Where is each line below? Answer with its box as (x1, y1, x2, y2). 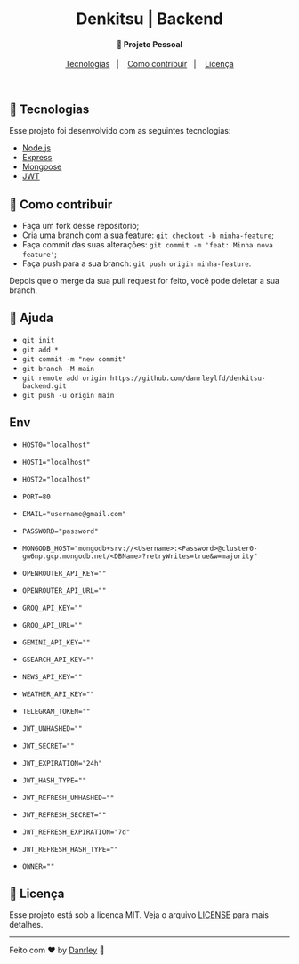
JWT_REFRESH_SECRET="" (21, 810, 107, 819)
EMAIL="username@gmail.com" (21, 509, 126, 518)
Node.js (21, 142, 52, 153)
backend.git (21, 381, 67, 391)
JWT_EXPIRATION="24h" (21, 758, 102, 767)
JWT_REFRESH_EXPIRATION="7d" (21, 828, 131, 837)
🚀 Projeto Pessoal (116, 38, 183, 49)
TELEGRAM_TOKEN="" (21, 707, 91, 716)
